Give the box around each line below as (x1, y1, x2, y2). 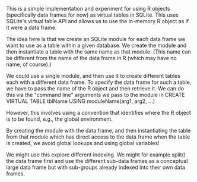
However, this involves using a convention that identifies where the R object (6, 109, 191, 116)
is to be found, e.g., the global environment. (6, 115, 113, 123)
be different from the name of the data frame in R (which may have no (6, 55, 177, 61)
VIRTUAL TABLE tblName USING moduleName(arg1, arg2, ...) (6, 98, 155, 105)
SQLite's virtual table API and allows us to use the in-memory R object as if (6, 18, 189, 24)
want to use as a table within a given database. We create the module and (6, 42, 187, 49)
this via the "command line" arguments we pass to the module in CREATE (6, 92, 185, 98)
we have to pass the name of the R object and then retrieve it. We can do (6, 85, 185, 92)
